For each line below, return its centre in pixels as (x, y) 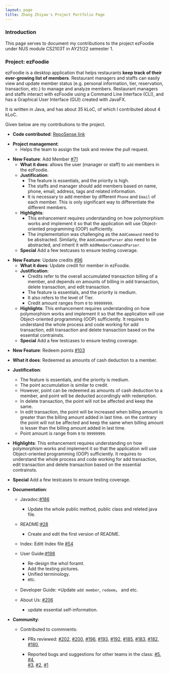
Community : (26, 619)
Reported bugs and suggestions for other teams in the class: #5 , (94, 654)
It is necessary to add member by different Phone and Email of (92, 197)
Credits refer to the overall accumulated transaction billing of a (93, 276)
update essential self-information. (63, 610)
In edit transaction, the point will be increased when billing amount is (91, 412)
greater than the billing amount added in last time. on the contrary (88, 418)
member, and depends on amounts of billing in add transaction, (93, 282)
